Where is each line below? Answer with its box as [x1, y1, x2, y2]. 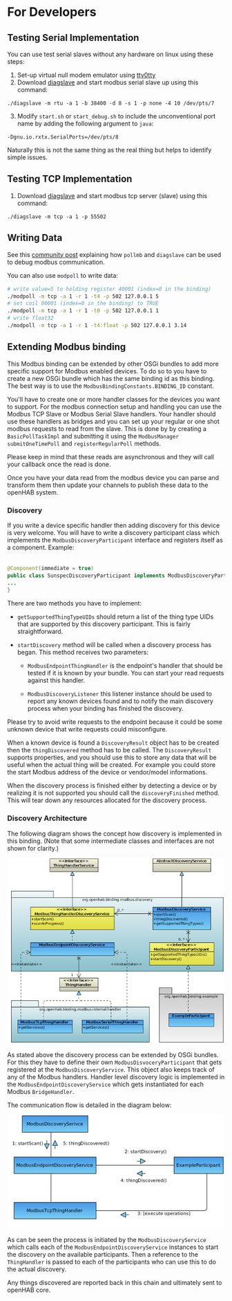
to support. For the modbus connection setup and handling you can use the [7, 402, 222, 411]
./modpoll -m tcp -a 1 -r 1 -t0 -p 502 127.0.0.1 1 [7, 308, 159, 315]
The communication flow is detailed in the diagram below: [7, 1101, 172, 1109]
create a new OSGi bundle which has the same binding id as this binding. [7, 374, 215, 382]
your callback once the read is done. [7, 460, 112, 468]
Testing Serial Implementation [7, 32, 139, 44]
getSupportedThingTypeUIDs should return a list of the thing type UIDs [17, 612, 214, 621]
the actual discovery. [7, 1265, 67, 1273]
